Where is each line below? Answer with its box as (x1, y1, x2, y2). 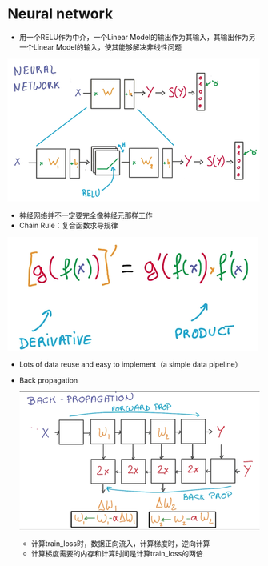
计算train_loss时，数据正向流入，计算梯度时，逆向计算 (30, 539, 210, 548)
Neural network (7, 5, 114, 23)
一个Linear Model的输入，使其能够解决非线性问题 (18, 42, 182, 52)
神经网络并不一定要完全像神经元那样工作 (18, 211, 153, 220)
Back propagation (18, 375, 78, 385)
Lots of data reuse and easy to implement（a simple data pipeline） (18, 359, 242, 369)
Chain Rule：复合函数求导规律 (18, 221, 118, 231)
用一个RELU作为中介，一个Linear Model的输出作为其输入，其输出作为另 (18, 32, 256, 42)
